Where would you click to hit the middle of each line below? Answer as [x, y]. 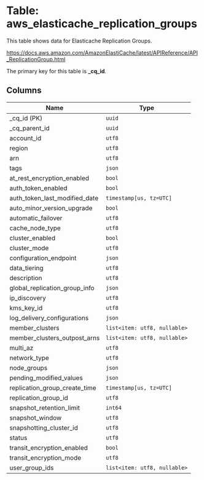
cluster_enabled [33, 238]
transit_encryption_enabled [49, 447]
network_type [29, 358]
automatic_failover [36, 218]
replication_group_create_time [53, 388]
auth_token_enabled [38, 188]
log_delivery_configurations [49, 318]
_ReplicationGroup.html [36, 59]
